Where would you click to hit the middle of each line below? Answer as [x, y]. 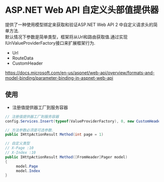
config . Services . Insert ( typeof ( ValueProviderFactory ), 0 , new [70, 121]
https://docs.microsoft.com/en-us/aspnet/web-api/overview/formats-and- [80, 73]
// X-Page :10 [20, 148]
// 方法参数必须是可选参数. [30, 130]
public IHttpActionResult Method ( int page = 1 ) [54, 135]
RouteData [23, 58]
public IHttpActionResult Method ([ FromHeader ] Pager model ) [66, 157]
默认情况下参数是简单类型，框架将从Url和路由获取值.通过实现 [66, 37]
